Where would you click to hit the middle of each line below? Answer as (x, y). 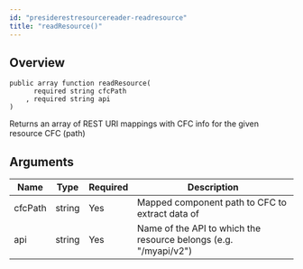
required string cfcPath (80, 91)
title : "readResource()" (56, 26)
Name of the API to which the (199, 228)
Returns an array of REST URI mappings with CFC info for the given (134, 124)
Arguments (42, 162)
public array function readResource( (80, 83)
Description (213, 188)
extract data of (168, 214)
